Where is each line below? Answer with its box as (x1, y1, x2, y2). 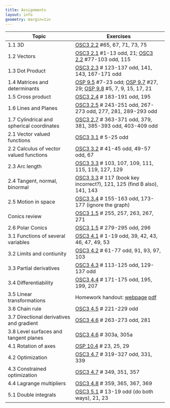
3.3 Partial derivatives (8, 265, 60, 272)
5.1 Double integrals (8, 391, 57, 398)
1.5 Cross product (8, 93, 52, 100)
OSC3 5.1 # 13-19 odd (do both (75, 388, 153, 395)
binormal (8, 184, 29, 191)
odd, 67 (75, 151, 94, 158)
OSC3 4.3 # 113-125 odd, (75, 262, 140, 269)
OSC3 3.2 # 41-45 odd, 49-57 (75, 145, 151, 152)
